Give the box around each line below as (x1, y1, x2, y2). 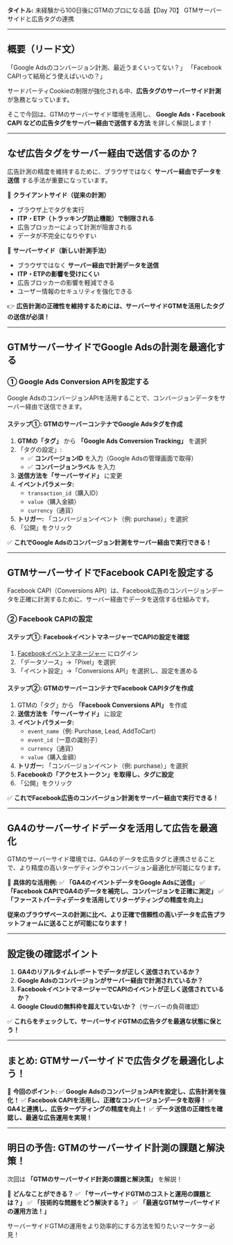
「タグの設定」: (17, 445, 62, 453)
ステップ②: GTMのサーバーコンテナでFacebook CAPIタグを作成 (7, 684, 194, 693)
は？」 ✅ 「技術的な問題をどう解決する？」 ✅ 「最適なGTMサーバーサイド (7, 1198, 221, 1206)
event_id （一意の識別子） (27, 735, 102, 744)
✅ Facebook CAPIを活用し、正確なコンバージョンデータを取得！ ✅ (20, 1096, 214, 1105)
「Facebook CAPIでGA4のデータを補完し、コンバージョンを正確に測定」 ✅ (7, 887, 224, 895)
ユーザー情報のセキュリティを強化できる (17, 287, 133, 295)
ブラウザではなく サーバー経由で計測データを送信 (17, 261, 159, 269)
